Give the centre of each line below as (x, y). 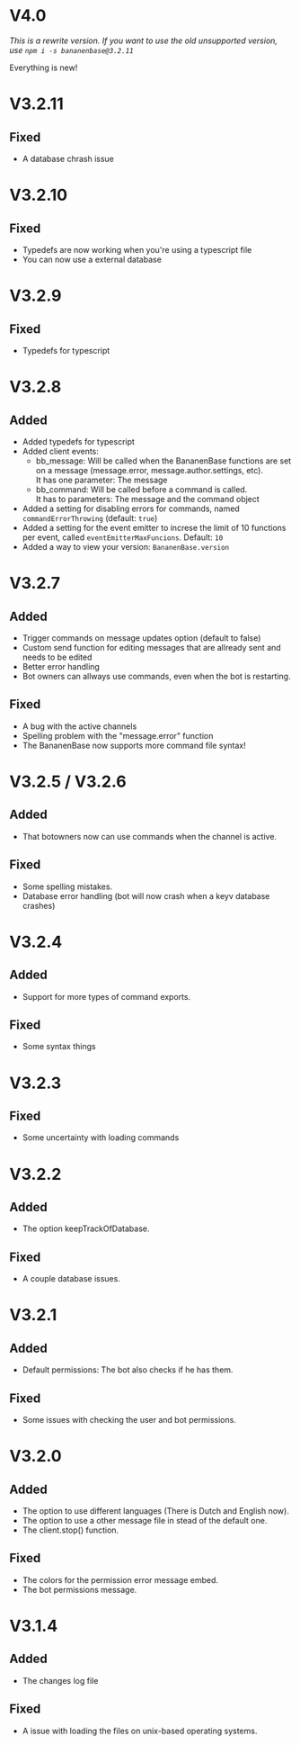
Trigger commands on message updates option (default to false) (141, 638)
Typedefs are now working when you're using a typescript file (137, 249)
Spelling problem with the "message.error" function (118, 735)
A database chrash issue (68, 158)
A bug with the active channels (79, 726)
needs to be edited (57, 657)
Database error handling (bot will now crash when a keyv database (146, 895)
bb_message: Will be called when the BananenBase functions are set (163, 461)
